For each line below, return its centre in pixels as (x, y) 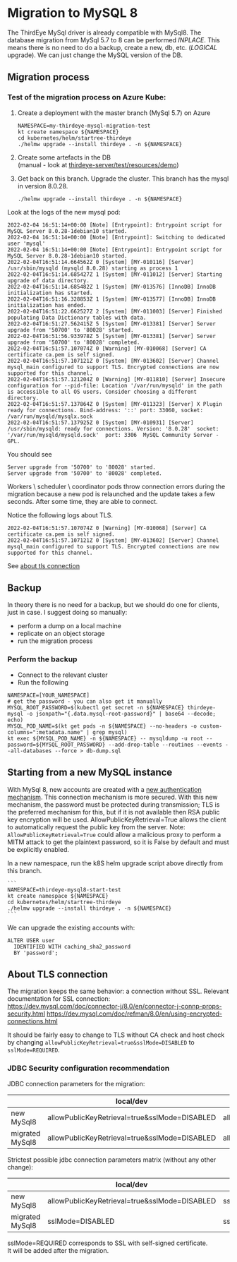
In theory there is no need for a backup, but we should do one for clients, (114, 605)
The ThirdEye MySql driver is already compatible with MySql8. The (104, 32)
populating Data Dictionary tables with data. (77, 318)
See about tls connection (43, 565)
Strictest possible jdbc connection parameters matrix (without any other (112, 1160)
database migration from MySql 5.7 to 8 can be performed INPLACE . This (114, 40)
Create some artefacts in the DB (64, 157)
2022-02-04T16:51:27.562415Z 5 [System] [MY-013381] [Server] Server (112, 324)
